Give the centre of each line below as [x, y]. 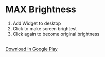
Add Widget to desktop [37, 23]
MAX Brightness [41, 9]
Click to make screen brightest [45, 28]
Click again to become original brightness [56, 34]
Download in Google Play [32, 49]
